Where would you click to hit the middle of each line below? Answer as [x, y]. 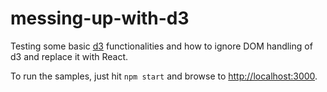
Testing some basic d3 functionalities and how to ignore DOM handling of [161, 46]
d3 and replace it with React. [69, 56]
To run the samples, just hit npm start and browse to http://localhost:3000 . [164, 76]
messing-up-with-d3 [100, 18]
